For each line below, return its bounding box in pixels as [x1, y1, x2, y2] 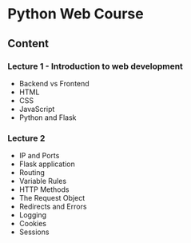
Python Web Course [7, 5, 145, 23]
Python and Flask [18, 113, 77, 122]
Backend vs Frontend [18, 78, 90, 88]
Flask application [18, 159, 75, 169]
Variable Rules [18, 177, 67, 186]
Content [7, 37, 50, 50]
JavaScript [18, 104, 55, 114]
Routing [18, 168, 46, 177]
